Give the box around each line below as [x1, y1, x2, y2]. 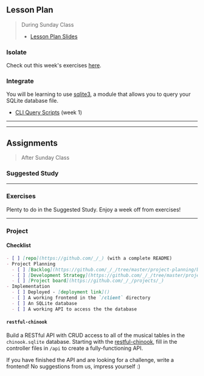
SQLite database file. [6, 97, 59, 104]
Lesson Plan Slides [30, 33, 78, 40]
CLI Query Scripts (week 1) [15, 109, 83, 116]
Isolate [6, 48, 27, 56]
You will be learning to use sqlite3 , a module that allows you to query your [6, 91, 191, 98]
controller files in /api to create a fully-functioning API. [6, 344, 143, 352]
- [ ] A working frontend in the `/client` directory [12, 295, 151, 301]
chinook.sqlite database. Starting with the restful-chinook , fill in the [6, 338, 177, 345]
